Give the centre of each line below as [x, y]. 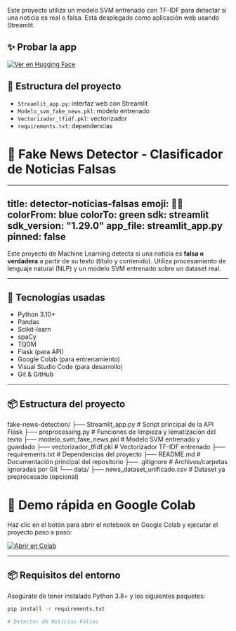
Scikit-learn [34, 330]
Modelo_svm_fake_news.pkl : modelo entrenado [84, 111]
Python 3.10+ [37, 314]
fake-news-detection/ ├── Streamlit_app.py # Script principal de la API [111, 424]
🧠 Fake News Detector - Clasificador [115, 154]
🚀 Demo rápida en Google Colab [101, 505]
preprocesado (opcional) [43, 477]
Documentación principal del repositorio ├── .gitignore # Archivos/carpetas [118, 462]
